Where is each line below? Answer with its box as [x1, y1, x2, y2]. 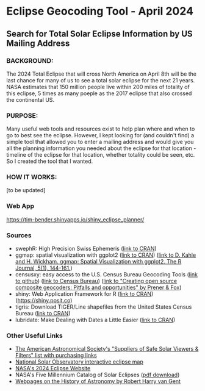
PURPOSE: [6, 111, 38, 120]
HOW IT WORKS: [6, 173, 57, 181]
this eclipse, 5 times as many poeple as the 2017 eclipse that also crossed [6, 90, 192, 97]
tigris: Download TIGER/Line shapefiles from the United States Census [15, 303, 192, 310]
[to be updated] [6, 187, 46, 194]
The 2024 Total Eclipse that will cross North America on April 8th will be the [6, 70, 197, 77]
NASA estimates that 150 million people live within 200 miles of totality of [6, 83, 190, 90]
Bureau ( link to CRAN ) [15, 310, 71, 317]
